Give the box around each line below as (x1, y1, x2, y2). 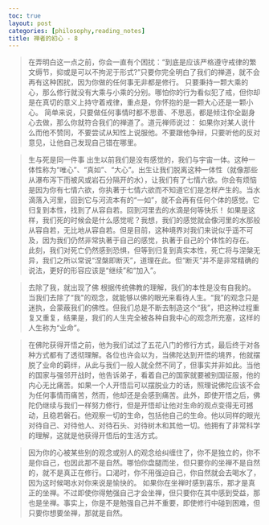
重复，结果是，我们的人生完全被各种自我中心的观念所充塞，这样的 (42, 313, 261, 323)
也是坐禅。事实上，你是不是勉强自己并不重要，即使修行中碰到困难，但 (27, 498, 261, 508)
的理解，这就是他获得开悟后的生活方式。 (27, 431, 162, 440)
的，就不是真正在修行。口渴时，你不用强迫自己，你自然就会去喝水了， (27, 468, 261, 477)
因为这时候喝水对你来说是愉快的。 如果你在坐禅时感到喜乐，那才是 (27, 478, 249, 488)
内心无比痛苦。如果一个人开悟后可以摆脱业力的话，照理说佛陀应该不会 (27, 380, 261, 391)
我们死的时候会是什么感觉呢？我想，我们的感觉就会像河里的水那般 (42, 215, 261, 225)
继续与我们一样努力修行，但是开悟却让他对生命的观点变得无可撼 (42, 400, 254, 411)
